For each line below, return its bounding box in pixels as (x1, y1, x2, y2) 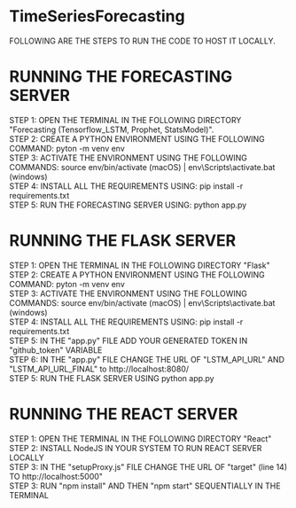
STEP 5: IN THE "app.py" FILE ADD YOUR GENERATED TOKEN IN (9, 335, 248, 346)
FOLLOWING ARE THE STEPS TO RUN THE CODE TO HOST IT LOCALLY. (9, 35, 277, 46)
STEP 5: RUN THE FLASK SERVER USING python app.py (9, 372, 214, 383)
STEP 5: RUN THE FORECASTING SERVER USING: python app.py (9, 199, 247, 210)
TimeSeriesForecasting (9, 6, 185, 27)
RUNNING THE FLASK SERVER (9, 231, 237, 251)
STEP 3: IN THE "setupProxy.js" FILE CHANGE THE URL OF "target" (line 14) (9, 461, 288, 472)
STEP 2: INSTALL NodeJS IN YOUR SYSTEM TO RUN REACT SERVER (9, 442, 262, 453)
